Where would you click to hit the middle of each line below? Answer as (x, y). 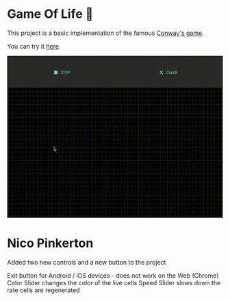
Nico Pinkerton (50, 243)
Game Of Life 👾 (50, 14)
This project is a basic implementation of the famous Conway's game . (105, 33)
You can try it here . (34, 46)
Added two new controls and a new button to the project (87, 262)
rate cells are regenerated (43, 290)
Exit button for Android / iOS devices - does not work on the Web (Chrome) (113, 275)
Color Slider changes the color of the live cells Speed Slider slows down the (114, 282)
